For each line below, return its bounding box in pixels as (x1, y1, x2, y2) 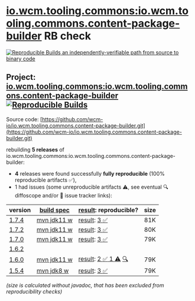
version (9, 206, 31, 214)
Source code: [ (6, 115, 43, 122)
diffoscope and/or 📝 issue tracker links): (14, 192, 112, 199)
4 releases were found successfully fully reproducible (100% (14, 170, 165, 177)
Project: (6, 72, 36, 82)
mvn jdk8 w (36, 266, 69, 274)
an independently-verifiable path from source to (61, 48, 179, 56)
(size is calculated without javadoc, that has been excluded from (6, 281, 164, 289)
